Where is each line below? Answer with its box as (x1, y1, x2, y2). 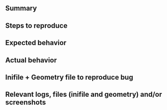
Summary (5, 4, 37, 13)
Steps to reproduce (5, 21, 68, 30)
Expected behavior (5, 39, 67, 47)
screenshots (5, 98, 46, 107)
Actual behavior (5, 56, 57, 64)
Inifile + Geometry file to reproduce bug (5, 73, 133, 82)
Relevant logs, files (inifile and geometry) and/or (5, 90, 162, 99)
